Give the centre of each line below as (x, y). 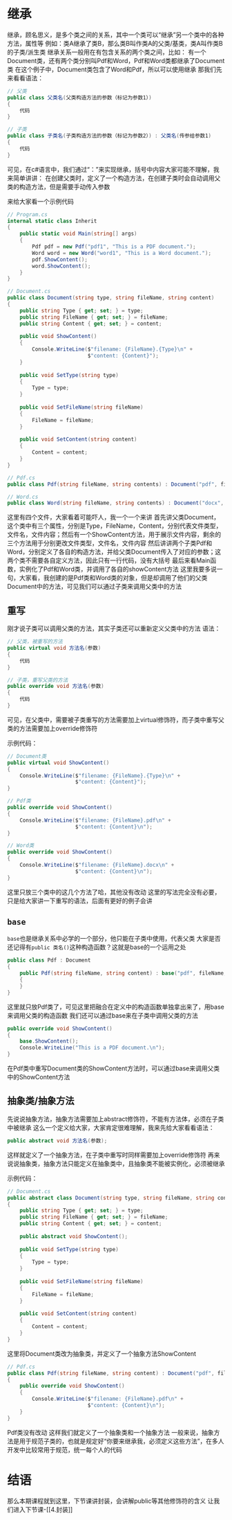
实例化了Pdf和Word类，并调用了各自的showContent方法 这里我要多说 (118, 569)
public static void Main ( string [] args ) (78, 234)
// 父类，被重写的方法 (35, 642)
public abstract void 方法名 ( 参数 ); (57, 1140)
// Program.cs (28, 214)
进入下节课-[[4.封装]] (43, 1509)
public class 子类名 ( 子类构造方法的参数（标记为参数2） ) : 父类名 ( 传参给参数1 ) (109, 136)
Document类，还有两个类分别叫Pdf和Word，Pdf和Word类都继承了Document (116, 60)
